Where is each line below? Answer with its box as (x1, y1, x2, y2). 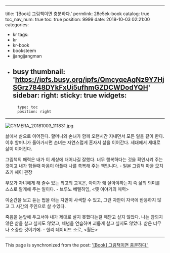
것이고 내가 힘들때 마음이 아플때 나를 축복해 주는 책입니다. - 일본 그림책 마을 (5, 163, 154, 169)
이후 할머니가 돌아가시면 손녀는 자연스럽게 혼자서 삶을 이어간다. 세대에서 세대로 (5, 139, 161, 145)
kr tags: (12, 31, 29, 37)
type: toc (17, 105, 38, 110)
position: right (17, 109, 52, 114)
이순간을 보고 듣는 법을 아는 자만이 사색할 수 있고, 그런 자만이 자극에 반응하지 (5, 196, 156, 203)
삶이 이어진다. (5, 145, 33, 151)
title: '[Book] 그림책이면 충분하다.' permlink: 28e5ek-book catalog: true (5, 11, 150, 17)
